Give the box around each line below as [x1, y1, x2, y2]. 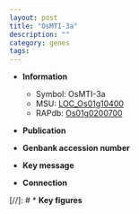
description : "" [9, 30, 70, 39]
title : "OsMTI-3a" [9, 22, 78, 31]
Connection [22, 177, 67, 189]
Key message [22, 160, 74, 171]
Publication [22, 125, 66, 136]
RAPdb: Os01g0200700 [35, 108, 123, 119]
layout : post [9, 13, 58, 22]
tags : [9, 47, 30, 56]
